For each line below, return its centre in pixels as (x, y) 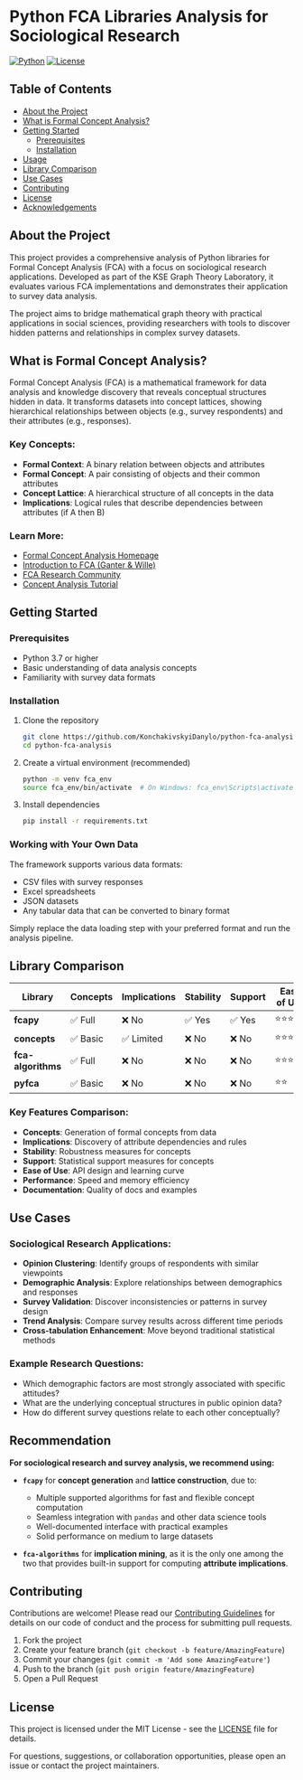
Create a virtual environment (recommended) (106, 762)
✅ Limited (142, 1039)
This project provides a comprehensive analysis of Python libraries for (140, 257)
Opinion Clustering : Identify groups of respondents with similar (141, 1264)
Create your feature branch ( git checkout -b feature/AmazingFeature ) (154, 1650)
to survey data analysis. (53, 296)
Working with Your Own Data (74, 844)
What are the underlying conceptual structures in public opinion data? (152, 1402)
